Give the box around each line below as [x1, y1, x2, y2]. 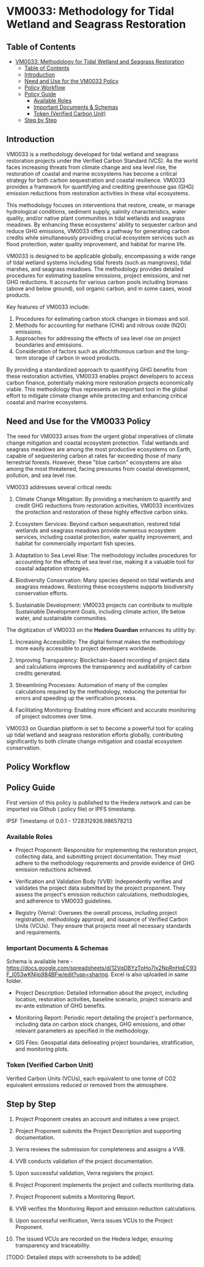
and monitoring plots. [15, 1045, 69, 1053]
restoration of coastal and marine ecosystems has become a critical [6, 170, 177, 177]
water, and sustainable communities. [15, 614, 108, 622]
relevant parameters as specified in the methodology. [15, 1027, 150, 1034]
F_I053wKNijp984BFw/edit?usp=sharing [6, 971, 108, 978]
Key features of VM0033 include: [6, 303, 90, 310]
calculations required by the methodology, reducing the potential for [15, 688, 187, 695]
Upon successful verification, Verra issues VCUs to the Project [15, 1217, 173, 1224]
